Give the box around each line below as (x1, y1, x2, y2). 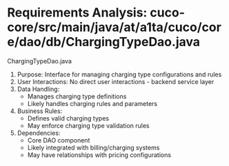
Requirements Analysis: (7, 5, 148, 21)
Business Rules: (17, 107, 63, 115)
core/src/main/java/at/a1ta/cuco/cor (7, 19, 222, 35)
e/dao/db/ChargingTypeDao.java (7, 34, 201, 50)
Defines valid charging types (27, 114, 109, 122)
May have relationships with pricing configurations (27, 150, 171, 159)
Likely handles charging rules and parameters (27, 99, 157, 107)
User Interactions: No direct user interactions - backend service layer (17, 77, 215, 85)
